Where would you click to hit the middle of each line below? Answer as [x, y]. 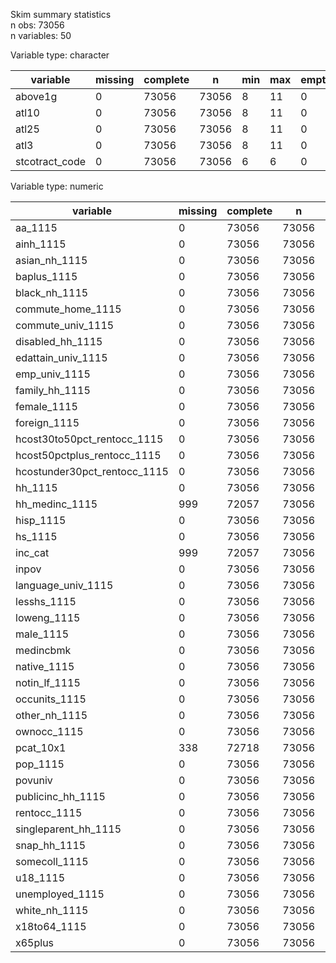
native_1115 [45, 666]
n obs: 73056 [37, 25]
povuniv [34, 780]
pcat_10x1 [41, 747]
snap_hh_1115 [51, 845]
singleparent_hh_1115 [68, 829]
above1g [36, 96]
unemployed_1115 [60, 894]
